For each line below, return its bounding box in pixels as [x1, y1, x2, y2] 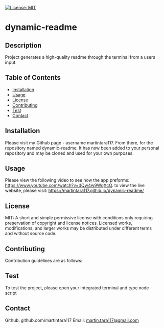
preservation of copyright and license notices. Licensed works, [5, 220, 132, 226]
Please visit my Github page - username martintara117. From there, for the [5, 140, 153, 145]
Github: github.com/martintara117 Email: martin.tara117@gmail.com [5, 317, 139, 323]
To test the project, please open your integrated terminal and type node [5, 284, 149, 291]
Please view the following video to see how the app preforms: [5, 177, 130, 183]
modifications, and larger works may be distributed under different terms [5, 225, 152, 231]
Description [5, 41, 42, 49]
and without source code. [5, 231, 57, 236]
